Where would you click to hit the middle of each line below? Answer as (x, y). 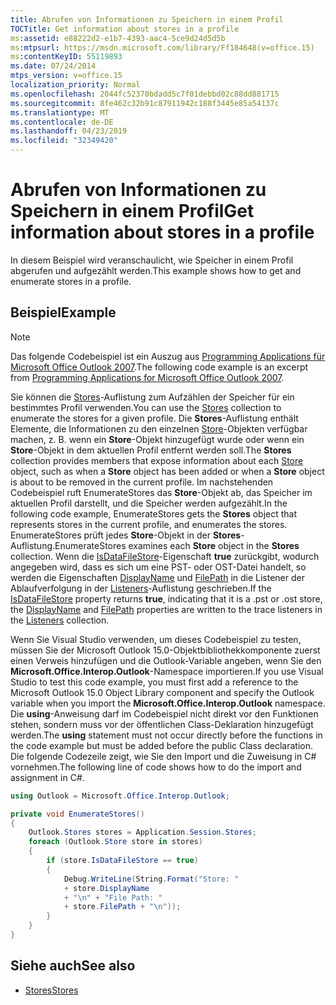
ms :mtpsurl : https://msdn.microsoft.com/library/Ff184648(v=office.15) (162, 47)
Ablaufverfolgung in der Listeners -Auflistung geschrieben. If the (141, 588)
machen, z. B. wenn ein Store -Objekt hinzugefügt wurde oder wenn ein (157, 439)
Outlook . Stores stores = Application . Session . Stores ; (142, 832)
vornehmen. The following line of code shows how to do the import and (156, 767)
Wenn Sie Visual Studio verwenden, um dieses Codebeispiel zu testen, (156, 639)
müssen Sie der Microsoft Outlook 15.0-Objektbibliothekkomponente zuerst (165, 650)
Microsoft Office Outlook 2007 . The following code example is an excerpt (159, 367)
